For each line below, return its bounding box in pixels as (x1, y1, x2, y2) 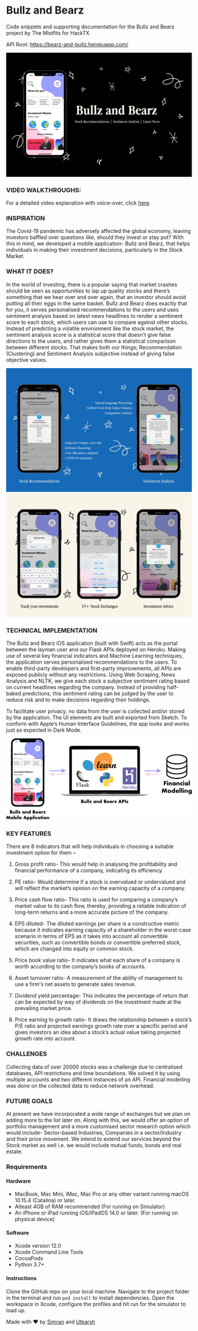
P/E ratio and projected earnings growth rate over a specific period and (14, 1022, 188, 1030)
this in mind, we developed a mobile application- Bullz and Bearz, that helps (6, 240, 190, 247)
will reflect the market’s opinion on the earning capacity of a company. (14, 885, 186, 892)
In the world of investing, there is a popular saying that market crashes (6, 281, 178, 288)
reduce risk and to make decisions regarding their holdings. (6, 696, 151, 703)
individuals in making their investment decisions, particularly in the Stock (6, 246, 183, 254)
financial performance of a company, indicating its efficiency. (14, 867, 164, 874)
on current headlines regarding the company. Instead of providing (6, 684, 166, 691)
